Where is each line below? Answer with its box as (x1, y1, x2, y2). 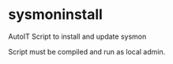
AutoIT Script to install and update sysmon (8, 32, 147, 41)
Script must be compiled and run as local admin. (8, 47, 166, 56)
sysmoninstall (8, 6, 103, 24)
